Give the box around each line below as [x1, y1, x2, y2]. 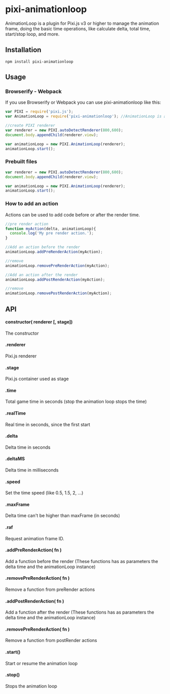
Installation [5, 45, 41, 54]
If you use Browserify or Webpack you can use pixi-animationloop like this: [5, 100, 161, 106]
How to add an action [5, 200, 58, 207]
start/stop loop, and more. [5, 31, 60, 37]
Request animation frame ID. [5, 535, 65, 541]
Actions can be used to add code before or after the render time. [5, 211, 140, 218]
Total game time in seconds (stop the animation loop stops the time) [5, 398, 147, 405]
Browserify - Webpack [5, 88, 62, 95]
